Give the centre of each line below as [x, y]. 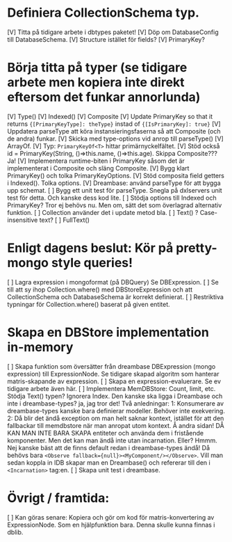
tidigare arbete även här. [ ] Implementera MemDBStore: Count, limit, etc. [111, 388]
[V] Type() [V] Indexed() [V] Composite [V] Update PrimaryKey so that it [110, 116]
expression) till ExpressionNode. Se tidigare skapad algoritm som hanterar [113, 374]
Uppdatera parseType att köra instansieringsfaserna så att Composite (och [114, 131]
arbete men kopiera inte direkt [96, 82]
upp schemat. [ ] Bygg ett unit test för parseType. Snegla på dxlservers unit [115, 190]
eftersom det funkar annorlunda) [104, 97]
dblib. [15, 532]
